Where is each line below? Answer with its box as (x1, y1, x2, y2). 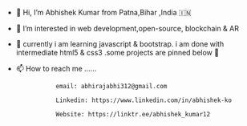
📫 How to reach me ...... (15, 64, 97, 73)
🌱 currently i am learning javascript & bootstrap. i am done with (15, 39, 225, 48)
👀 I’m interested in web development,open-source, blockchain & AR (15, 24, 239, 33)
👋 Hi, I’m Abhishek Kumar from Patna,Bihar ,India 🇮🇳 (15, 8, 192, 17)
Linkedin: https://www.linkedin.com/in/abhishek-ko (55, 96, 233, 104)
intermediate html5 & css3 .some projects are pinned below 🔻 (15, 48, 219, 57)
